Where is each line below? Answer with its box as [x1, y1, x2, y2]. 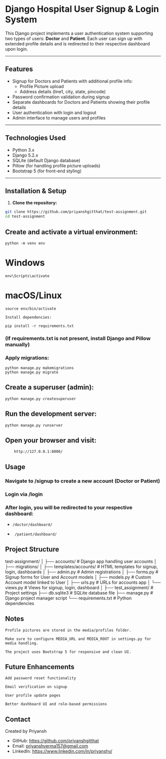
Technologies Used [5, 134, 66, 142]
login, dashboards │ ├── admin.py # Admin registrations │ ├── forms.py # [5, 569, 159, 575]
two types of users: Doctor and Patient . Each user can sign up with [5, 36, 142, 41]
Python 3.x [12, 147, 35, 153]
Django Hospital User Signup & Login [5, 3, 159, 15]
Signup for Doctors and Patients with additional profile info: [12, 78, 133, 84]
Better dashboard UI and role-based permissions [5, 702, 107, 707]
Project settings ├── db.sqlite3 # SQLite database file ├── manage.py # [5, 590, 153, 596]
